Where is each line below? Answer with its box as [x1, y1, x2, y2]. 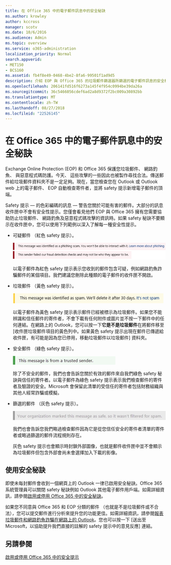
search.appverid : [5, 57, 42, 62]
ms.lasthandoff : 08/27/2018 [5, 105, 65, 111]
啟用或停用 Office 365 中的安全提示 [5, 554, 79, 560]
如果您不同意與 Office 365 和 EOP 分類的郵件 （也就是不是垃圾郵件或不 [5, 504, 154, 510]
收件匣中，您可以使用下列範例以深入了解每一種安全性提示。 [14, 222, 139, 228]
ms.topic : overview [5, 41, 47, 46]
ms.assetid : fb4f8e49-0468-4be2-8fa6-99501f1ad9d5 [5, 73, 115, 78]
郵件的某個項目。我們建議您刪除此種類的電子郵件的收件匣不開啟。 [17, 272, 156, 278]
